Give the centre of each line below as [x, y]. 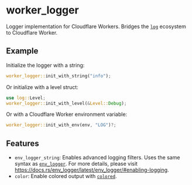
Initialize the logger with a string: [45, 65]
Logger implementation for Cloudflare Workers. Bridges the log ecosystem [96, 26]
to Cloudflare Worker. [32, 32]
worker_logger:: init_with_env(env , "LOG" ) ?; [61, 125]
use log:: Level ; [26, 98]
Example [22, 51]
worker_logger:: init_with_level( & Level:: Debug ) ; [66, 103]
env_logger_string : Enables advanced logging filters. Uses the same [97, 157]
